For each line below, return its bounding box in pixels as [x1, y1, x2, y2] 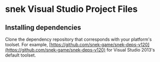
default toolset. [5, 52, 36, 58]
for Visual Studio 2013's [106, 47, 155, 53]
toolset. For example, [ [5, 42, 51, 48]
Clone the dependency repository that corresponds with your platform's [5, 36, 152, 42]
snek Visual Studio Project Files [5, 3, 138, 15]
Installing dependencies [5, 23, 81, 32]
